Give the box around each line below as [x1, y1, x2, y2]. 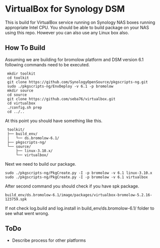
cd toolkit [7, 75, 29, 80]
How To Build [5, 44, 45, 52]
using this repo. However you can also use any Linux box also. [5, 30, 129, 35]
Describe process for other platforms [12, 237, 86, 243]
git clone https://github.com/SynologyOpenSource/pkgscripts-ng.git [7, 79, 148, 84]
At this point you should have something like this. [5, 118, 102, 124]
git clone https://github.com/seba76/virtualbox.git [7, 96, 116, 101]
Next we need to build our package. [5, 161, 76, 167]
